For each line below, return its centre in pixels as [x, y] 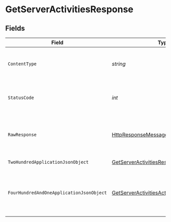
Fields [15, 28]
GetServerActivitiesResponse [69, 9]
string [119, 64]
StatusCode [21, 98]
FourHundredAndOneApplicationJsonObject [57, 193]
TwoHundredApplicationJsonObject [48, 162]
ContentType [22, 64]
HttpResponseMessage [140, 135]
